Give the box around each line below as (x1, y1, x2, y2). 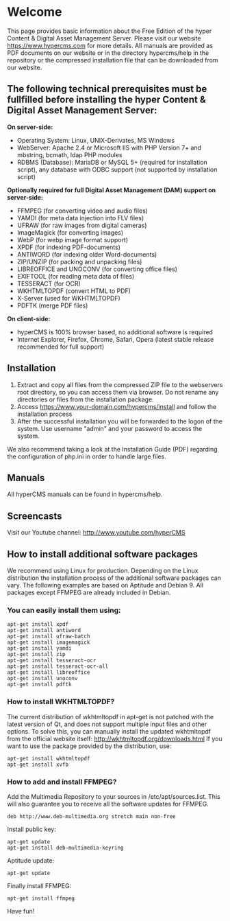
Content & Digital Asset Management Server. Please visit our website (7, 34, 201, 42)
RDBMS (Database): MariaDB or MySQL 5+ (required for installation (16, 158, 207, 166)
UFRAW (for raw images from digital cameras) (16, 221, 147, 229)
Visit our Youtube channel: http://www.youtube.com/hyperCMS (7, 528, 186, 537)
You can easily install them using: (7, 605, 121, 615)
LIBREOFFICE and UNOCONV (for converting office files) (16, 265, 178, 273)
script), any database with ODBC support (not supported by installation (16, 165, 218, 174)
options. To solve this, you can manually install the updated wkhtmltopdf (7, 727, 212, 735)
